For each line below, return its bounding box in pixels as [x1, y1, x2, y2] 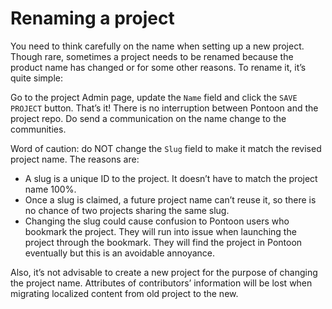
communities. [10, 123, 67, 135]
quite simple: [10, 72, 63, 84]
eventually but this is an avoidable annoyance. [24, 247, 216, 259]
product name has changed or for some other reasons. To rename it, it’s [10, 61, 307, 73]
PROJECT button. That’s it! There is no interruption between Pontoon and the [10, 102, 319, 114]
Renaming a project [10, 7, 175, 30]
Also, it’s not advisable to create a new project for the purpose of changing [10, 266, 318, 278]
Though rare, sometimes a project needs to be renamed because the [10, 50, 294, 62]
